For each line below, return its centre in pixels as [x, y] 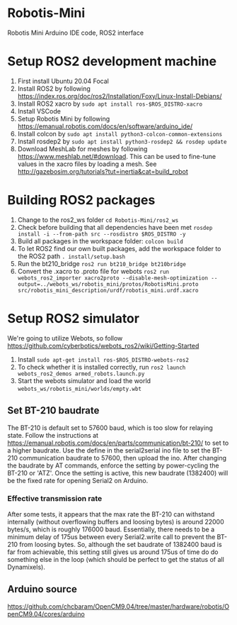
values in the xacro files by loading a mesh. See [87, 164]
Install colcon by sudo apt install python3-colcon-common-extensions [120, 133]
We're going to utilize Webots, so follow [65, 338]
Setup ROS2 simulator [74, 319]
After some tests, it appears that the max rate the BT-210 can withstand [111, 514]
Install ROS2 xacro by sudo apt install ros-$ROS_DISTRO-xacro [110, 104]
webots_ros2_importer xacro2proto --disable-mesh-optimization [113, 278]
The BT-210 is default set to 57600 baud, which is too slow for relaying [110, 428]
